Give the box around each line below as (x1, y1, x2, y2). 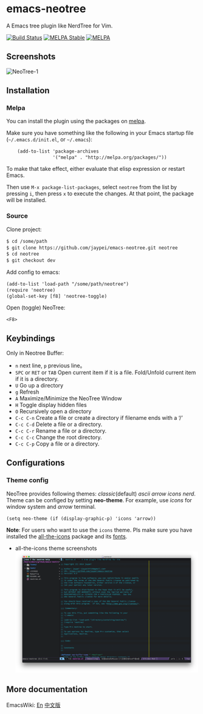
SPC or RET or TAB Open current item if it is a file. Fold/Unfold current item (15, 369, 196, 377)
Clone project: (6, 225, 42, 233)
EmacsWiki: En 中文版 (6, 701, 61, 709)
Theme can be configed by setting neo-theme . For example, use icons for (6, 496, 193, 503)
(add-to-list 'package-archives (17, 148, 99, 154)
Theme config (6, 476, 49, 485)
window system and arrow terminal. (6, 503, 96, 510)
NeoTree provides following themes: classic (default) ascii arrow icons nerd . (6, 490, 196, 497)
